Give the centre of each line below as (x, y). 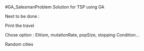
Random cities (19, 44)
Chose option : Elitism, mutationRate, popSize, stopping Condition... (72, 35)
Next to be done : (22, 16)
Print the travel (20, 25)
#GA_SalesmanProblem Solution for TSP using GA (55, 7)
